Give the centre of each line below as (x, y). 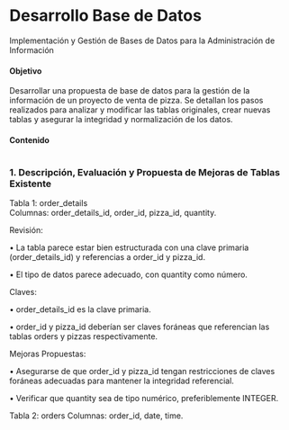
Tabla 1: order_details (49, 203)
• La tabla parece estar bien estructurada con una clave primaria (129, 247)
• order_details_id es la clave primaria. (80, 309)
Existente (31, 184)
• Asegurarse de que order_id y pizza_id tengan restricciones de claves (142, 372)
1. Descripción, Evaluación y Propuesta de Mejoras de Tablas (145, 172)
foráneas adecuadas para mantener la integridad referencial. (122, 381)
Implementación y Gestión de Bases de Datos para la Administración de (142, 40)
